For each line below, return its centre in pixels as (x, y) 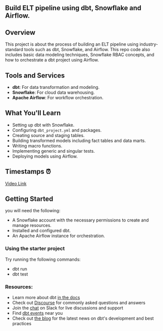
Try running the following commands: (43, 259)
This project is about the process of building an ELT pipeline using (72, 44)
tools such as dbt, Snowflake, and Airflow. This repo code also (87, 50)
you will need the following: (33, 211)
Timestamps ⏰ (28, 172)
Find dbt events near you (37, 313)
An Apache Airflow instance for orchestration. (58, 236)
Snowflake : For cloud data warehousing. (53, 92)
